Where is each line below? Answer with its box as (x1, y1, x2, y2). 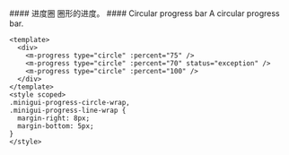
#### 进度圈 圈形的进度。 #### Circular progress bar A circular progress (9, 8, 280, 19)
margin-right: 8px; (17, 114, 91, 123)
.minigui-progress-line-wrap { (9, 106, 127, 115)
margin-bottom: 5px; (17, 122, 94, 131)
